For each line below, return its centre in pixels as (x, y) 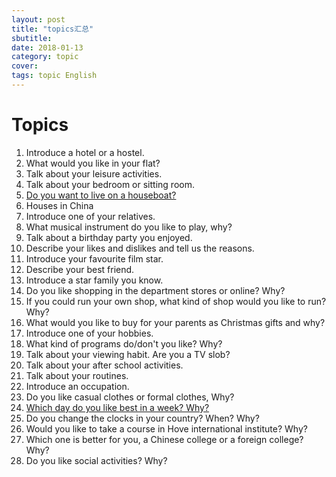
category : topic (45, 57)
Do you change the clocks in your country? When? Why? (142, 418)
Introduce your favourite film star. (94, 258)
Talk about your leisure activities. (94, 173)
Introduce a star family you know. (94, 280)
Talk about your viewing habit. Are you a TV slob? (128, 354)
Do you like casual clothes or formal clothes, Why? (130, 397)
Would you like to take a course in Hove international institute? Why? (166, 428)
